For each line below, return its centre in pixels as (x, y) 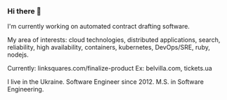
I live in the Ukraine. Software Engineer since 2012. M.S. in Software (105, 82)
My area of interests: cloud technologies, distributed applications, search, (114, 40)
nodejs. (18, 55)
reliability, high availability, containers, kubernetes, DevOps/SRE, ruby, (109, 48)
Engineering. (26, 90)
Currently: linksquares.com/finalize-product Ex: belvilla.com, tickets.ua (110, 69)
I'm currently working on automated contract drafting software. (98, 27)
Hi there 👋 (25, 11)
